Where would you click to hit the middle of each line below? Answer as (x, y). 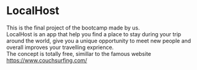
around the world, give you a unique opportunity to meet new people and (99, 41)
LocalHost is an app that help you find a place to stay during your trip (94, 34)
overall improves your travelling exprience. (60, 47)
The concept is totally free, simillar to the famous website (79, 53)
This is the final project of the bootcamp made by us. (73, 28)
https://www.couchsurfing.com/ (47, 60)
